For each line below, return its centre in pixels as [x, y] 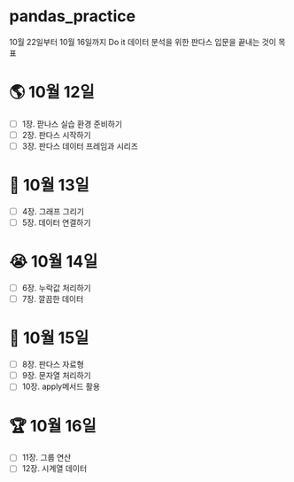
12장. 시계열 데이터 [54, 469]
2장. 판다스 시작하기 [56, 135]
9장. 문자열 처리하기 [56, 376]
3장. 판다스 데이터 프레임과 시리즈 [80, 146]
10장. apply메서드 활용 [61, 386]
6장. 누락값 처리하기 [56, 288]
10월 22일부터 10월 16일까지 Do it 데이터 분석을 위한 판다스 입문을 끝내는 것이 [143, 42]
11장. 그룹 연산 [46, 457]
